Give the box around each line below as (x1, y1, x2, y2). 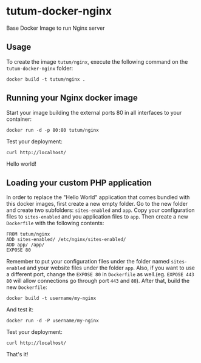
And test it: (6, 306, 33, 313)
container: (6, 115, 32, 123)
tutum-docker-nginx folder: (6, 64, 73, 72)
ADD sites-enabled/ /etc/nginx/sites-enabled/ (6, 237, 126, 243)
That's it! (6, 351, 29, 358)
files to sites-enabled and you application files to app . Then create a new (6, 213, 189, 220)
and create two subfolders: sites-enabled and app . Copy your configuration (6, 206, 196, 214)
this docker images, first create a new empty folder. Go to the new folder (6, 200, 188, 208)
